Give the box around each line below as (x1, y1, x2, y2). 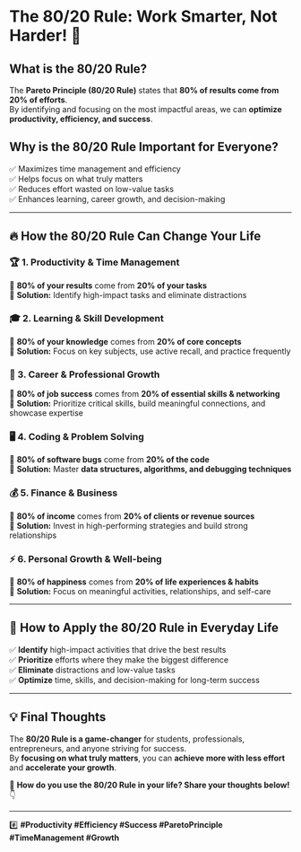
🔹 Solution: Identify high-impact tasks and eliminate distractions (9, 289, 247, 300)
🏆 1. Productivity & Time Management (9, 256, 180, 268)
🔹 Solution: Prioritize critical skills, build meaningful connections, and (9, 398, 266, 409)
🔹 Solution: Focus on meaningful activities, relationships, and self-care (9, 585, 271, 596)
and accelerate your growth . (9, 761, 116, 773)
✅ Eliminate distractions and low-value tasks (9, 664, 176, 675)
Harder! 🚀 (9, 25, 82, 46)
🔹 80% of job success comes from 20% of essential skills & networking (9, 389, 280, 400)
